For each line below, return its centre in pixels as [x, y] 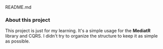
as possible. [18, 41]
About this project [28, 20]
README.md [18, 7]
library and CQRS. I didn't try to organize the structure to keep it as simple [81, 36]
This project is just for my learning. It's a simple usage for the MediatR [78, 31]
